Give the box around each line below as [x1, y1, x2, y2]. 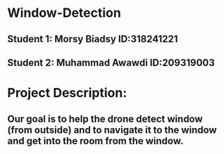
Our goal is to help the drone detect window [7, 113, 203, 124]
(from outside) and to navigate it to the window [7, 124, 217, 136]
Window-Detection [7, 5, 121, 21]
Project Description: [7, 85, 127, 101]
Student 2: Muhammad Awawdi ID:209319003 [7, 56, 215, 68]
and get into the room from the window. [7, 135, 184, 147]
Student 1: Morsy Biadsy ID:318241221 [7, 33, 178, 45]
